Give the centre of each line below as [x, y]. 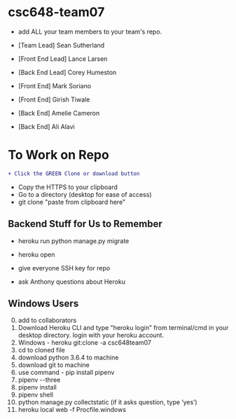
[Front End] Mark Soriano [55, 85]
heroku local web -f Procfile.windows [72, 410]
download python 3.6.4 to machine [68, 357]
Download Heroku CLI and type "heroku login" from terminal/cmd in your [123, 328]
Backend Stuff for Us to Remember [85, 224]
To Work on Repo [58, 155]
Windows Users [43, 303]
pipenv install [37, 387]
